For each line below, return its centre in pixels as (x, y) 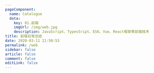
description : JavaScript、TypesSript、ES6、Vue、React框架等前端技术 (82, 32)
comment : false (20, 59)
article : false (20, 54)
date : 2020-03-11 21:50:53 (32, 41)
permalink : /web (21, 45)
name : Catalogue (26, 14)
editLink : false (21, 63)
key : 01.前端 (26, 23)
